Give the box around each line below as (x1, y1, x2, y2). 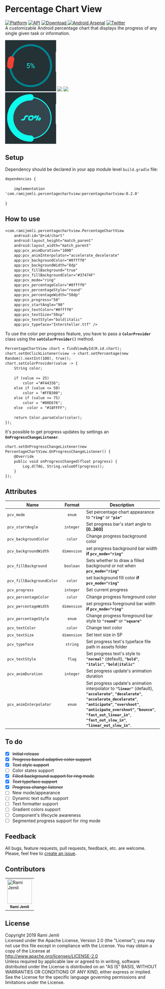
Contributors (5, 865, 46, 873)
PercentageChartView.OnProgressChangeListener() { (5, 449, 111, 455)
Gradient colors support (12, 806, 61, 812)
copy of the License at (5, 948, 51, 954)
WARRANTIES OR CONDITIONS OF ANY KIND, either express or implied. (5, 969, 151, 975)
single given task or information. (5, 30, 70, 36)
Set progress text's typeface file (86, 638, 151, 645)
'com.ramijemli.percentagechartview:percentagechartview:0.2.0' (5, 191, 139, 196)
